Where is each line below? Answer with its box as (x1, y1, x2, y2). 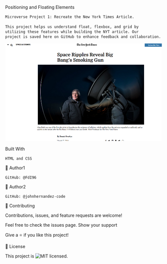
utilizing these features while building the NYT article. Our (5, 29, 139, 34)
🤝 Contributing (5, 202, 35, 208)
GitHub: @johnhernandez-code (5, 194, 66, 199)
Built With (5, 146, 25, 152)
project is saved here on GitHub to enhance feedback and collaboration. (5, 34, 162, 39)
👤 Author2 (5, 183, 26, 189)
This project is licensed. (5, 253, 68, 259)
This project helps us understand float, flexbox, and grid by (5, 24, 139, 29)
